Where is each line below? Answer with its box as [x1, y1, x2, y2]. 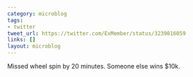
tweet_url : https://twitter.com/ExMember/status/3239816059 [7, 29, 187, 37]
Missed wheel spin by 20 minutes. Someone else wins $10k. [7, 62, 180, 70]
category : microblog [7, 10, 68, 17]
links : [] [7, 36, 36, 43]
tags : [7, 17, 23, 24]
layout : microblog [7, 43, 61, 50]
